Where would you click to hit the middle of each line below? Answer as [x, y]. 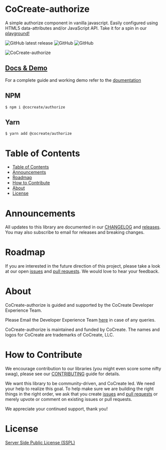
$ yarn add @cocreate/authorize [38, 134]
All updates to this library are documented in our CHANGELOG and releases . [83, 227]
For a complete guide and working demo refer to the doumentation [73, 80]
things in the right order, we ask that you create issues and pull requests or [82, 394]
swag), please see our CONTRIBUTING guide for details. [63, 374]
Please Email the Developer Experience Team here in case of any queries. [81, 320]
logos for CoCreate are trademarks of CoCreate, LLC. [59, 335]
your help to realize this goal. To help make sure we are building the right [80, 389]
